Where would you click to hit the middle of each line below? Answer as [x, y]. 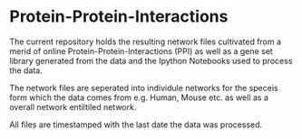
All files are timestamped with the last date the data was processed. [136, 125]
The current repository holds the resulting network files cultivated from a [146, 42]
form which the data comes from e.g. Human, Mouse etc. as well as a [139, 97]
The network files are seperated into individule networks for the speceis [144, 88]
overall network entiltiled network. [73, 107]
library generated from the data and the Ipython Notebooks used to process [151, 60]
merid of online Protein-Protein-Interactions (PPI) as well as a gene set [141, 51]
